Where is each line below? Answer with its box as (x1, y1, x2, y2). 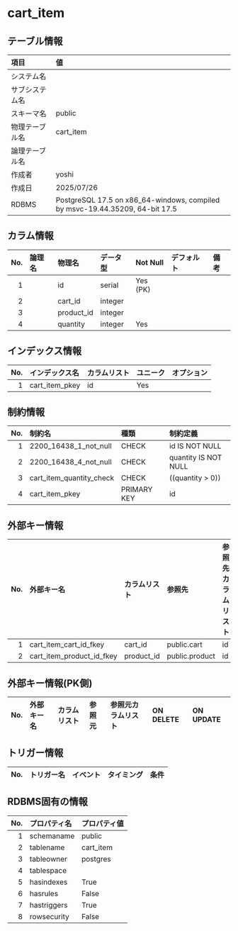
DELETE (152, 715, 179, 725)
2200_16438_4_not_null (29, 457, 112, 467)
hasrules (29, 888, 59, 898)
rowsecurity (29, 911, 69, 921)
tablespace (29, 865, 67, 875)
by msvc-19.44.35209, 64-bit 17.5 (55, 204, 177, 213)
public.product (166, 651, 216, 661)
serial (100, 280, 119, 290)
